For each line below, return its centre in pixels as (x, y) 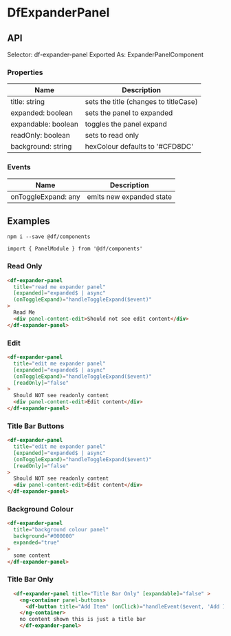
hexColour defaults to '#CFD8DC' (139, 147)
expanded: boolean (42, 113)
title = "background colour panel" (61, 530)
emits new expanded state (130, 196)
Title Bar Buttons (36, 426)
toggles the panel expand (126, 124)
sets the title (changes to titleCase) (141, 102)
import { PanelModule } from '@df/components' (75, 249)
